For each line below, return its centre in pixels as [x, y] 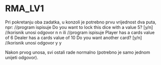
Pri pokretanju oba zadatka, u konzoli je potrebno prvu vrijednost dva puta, [81, 22]
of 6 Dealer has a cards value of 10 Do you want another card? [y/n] [74, 38]
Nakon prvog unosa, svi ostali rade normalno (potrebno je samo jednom [78, 52]
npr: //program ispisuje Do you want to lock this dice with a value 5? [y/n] [79, 27]
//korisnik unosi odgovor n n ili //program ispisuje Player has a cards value [80, 32]
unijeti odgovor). [22, 57]
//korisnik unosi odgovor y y [33, 43]
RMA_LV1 [25, 9]
